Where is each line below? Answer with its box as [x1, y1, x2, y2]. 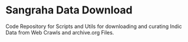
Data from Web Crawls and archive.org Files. [5, 29, 114, 36]
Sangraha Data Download [5, 3, 133, 17]
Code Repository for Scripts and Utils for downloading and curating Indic [5, 23, 182, 30]
